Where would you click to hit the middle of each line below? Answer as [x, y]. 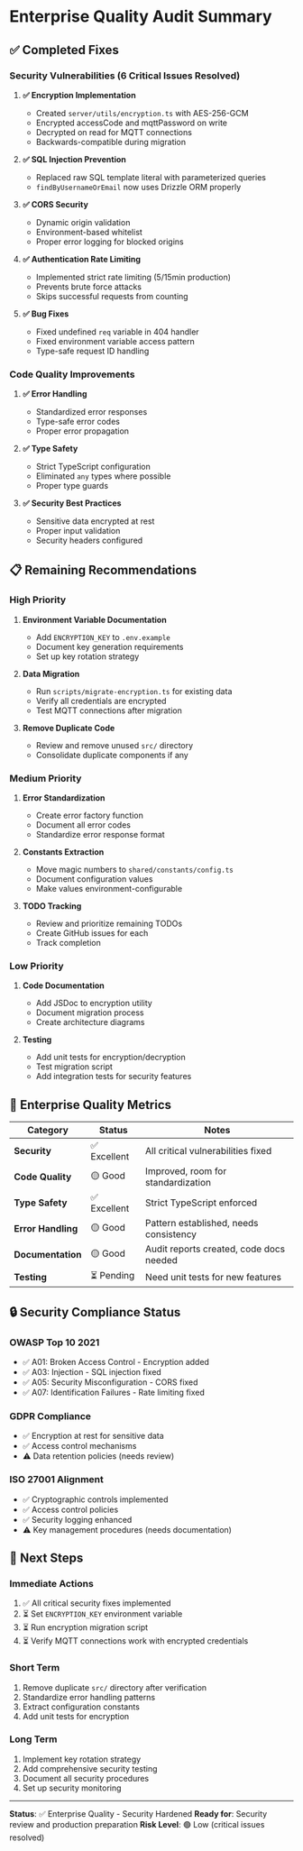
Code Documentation [64, 985]
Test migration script [74, 1067]
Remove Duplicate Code [69, 728]
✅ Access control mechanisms [79, 1446]
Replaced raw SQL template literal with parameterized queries [151, 177]
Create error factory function [90, 816]
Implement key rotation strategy [82, 1759]
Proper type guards [72, 486]
